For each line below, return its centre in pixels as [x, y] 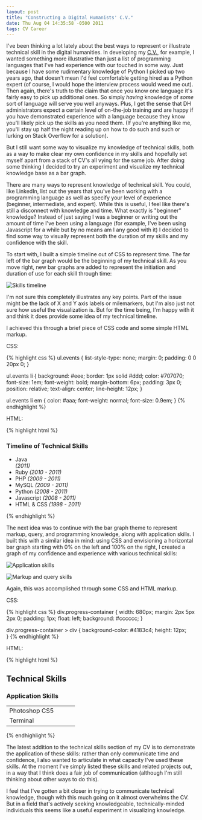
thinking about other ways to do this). [53, 780]
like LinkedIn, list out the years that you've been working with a [84, 192]
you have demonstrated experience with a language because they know [96, 117]
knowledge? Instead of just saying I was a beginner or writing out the [92, 217]
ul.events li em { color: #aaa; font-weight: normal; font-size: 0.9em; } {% [96, 401]
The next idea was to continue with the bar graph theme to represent [92, 528]
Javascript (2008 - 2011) [46, 498]
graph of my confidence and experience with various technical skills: [92, 553]
